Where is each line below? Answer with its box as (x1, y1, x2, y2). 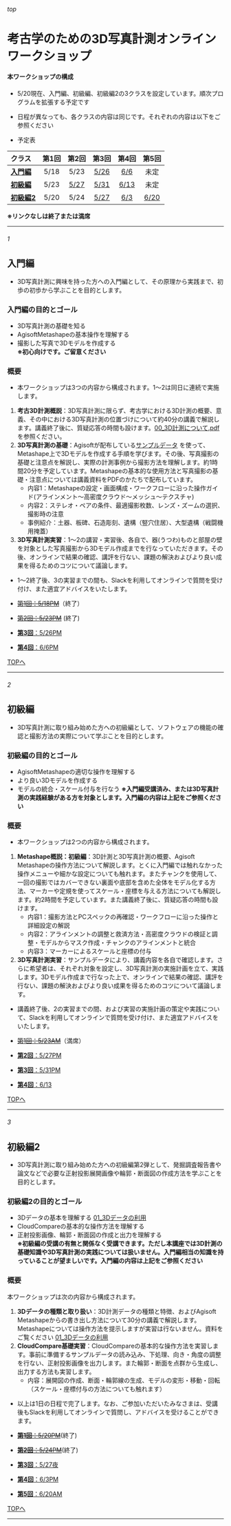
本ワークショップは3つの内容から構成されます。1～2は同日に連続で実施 (16, 384, 220, 392)
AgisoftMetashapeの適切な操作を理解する (16, 768, 136, 776)
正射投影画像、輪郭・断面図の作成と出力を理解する (16, 1231, 162, 1239)
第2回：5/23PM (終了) (16, 614, 80, 623)
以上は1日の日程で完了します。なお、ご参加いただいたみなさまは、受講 (16, 1399, 219, 1408)
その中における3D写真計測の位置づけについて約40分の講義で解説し (29, 415, 220, 424)
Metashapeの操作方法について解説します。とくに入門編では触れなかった (16, 861, 223, 870)
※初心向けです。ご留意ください (16, 347, 107, 355)
